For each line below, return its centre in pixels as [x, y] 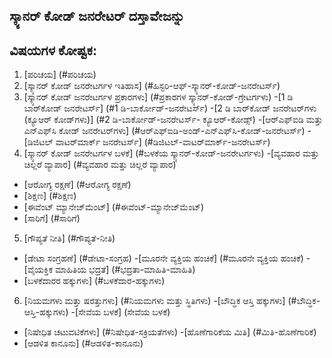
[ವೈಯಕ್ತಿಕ [38, 270]
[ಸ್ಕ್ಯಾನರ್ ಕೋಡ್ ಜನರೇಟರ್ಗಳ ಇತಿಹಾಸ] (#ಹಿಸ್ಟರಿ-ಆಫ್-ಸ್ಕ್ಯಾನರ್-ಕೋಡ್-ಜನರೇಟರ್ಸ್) [152, 86]
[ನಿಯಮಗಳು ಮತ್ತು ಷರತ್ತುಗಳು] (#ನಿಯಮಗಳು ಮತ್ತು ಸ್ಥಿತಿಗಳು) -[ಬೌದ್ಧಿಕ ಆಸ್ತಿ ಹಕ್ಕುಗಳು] [154, 301]
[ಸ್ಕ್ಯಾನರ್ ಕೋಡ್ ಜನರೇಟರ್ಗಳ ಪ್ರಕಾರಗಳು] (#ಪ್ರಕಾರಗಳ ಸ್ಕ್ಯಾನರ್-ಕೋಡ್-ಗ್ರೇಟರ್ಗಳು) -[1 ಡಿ [158, 97]
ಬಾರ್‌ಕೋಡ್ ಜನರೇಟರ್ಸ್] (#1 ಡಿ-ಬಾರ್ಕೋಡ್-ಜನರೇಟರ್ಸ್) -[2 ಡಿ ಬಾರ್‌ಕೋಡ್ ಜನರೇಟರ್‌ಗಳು [170, 108]
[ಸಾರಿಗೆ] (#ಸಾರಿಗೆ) [52, 218]
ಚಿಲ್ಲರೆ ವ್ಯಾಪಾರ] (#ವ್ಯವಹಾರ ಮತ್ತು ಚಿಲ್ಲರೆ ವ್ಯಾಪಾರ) [100, 165]
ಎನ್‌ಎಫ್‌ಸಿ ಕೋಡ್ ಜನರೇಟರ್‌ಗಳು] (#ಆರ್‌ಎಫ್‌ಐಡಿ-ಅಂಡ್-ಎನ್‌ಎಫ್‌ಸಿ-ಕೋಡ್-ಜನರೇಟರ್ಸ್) [164, 131]
